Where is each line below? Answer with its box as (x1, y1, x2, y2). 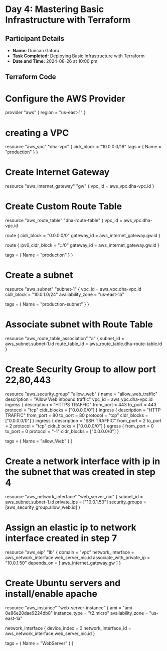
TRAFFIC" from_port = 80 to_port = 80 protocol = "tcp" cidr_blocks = (5, 412, 148, 418)
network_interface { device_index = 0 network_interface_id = (5, 625, 131, 631)
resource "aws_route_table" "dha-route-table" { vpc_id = (5, 218, 123, 224)
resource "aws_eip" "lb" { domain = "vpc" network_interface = (5, 549, 134, 555)
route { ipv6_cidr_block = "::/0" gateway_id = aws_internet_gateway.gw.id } (5, 242, 159, 248)
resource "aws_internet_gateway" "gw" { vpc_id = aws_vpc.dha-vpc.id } (5, 183, 154, 189)
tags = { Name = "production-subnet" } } (5, 301, 89, 307)
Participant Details (5, 34, 65, 43)
